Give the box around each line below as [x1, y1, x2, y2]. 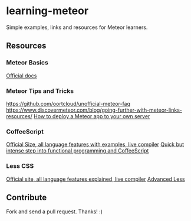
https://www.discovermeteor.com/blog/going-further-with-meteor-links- [6, 106, 183, 113]
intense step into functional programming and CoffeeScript [6, 147, 149, 154]
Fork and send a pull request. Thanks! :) [6, 208, 103, 215]
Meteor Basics [6, 58, 48, 67]
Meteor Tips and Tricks [6, 87, 74, 95]
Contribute [6, 192, 47, 202]
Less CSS [6, 162, 34, 170]
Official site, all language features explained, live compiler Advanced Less [6, 175, 185, 183]
